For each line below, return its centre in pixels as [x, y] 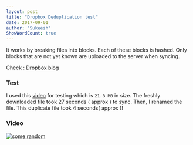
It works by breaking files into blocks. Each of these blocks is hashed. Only [97, 50]
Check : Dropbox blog [33, 68]
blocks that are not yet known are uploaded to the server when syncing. [93, 56]
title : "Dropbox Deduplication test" [52, 17]
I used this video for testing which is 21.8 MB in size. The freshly [83, 96]
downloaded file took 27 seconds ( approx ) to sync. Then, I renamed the [94, 102]
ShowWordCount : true [31, 33]
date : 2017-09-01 [27, 22]
